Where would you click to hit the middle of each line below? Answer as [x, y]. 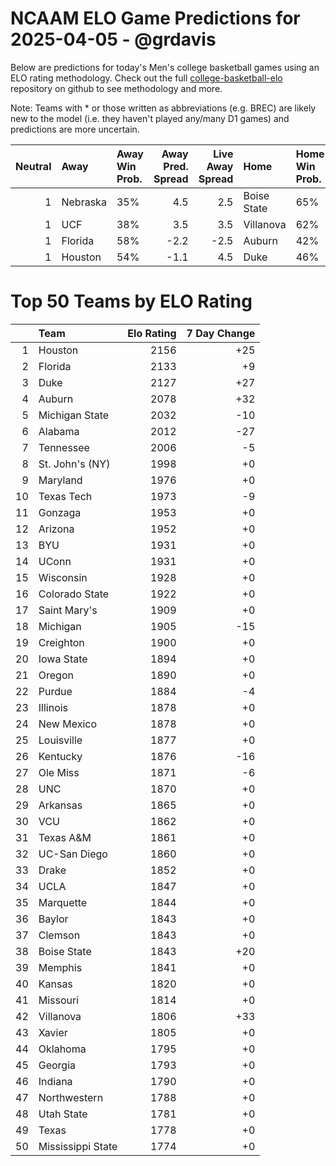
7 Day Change [221, 333]
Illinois [53, 707]
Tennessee [64, 447]
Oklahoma [62, 1049]
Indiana [55, 1081]
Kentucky [60, 756]
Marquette [63, 902]
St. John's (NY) [74, 464]
